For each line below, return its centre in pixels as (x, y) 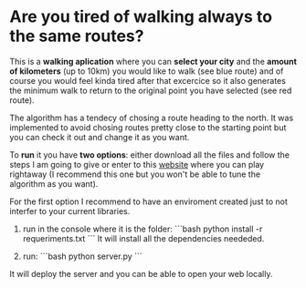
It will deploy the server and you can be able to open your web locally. (141, 273)
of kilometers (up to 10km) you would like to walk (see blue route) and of (147, 71)
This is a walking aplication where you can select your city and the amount (153, 61)
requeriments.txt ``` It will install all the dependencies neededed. (143, 238)
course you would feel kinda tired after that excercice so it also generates (148, 80)
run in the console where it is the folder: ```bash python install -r (142, 229)
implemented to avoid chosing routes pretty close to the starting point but (148, 127)
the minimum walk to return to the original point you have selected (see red (151, 90)
